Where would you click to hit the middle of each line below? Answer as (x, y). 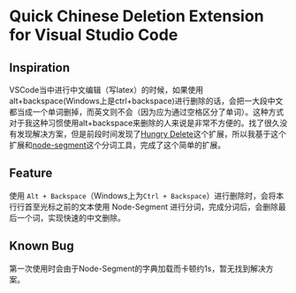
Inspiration (40, 68)
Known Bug (42, 246)
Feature (31, 173)
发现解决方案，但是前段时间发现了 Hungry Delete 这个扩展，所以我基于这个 (152, 134)
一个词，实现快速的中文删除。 (71, 217)
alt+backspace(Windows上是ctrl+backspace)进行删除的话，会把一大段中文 (146, 101)
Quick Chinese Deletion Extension (137, 16)
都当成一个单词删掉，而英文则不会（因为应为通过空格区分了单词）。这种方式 (147, 112)
